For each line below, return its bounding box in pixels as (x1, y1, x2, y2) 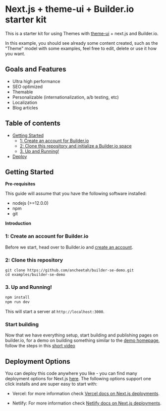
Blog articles (12, 104, 38, 110)
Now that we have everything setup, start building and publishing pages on (5, 332, 159, 338)
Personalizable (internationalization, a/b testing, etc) (12, 94, 119, 100)
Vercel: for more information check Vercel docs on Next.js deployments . (12, 391, 160, 397)
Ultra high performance (12, 78, 60, 84)
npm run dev (5, 300, 30, 305)
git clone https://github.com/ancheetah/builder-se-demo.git (5, 267, 134, 273)
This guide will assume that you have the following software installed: (5, 190, 147, 197)
